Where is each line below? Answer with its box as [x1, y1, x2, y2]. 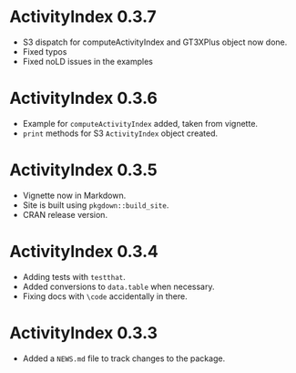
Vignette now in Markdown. [22, 190, 127, 201]
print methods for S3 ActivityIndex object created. [22, 128, 219, 139]
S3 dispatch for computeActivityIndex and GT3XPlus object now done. [22, 36, 288, 47]
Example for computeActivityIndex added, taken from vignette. [22, 118, 258, 129]
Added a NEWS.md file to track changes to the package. [22, 353, 226, 364]
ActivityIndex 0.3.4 [9, 242, 159, 262]
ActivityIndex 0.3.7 [9, 6, 157, 27]
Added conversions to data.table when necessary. [22, 281, 215, 292]
